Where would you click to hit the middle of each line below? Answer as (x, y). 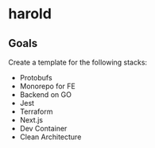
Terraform (36, 111)
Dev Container (43, 129)
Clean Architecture (50, 137)
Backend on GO (45, 95)
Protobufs (36, 78)
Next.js (31, 120)
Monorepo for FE (47, 86)
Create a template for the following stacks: (78, 62)
